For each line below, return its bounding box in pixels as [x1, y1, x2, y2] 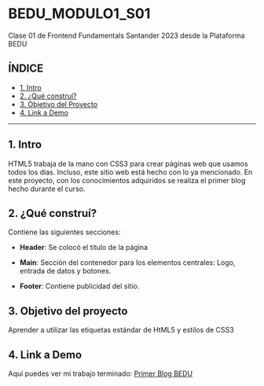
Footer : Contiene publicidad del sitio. [19, 281, 140, 291]
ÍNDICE [8, 62, 44, 75]
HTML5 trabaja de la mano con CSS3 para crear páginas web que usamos [8, 159, 249, 168]
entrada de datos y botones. [19, 267, 112, 276]
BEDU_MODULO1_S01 [8, 5, 151, 23]
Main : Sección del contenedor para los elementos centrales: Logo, [19, 258, 236, 267]
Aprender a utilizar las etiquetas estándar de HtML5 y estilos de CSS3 [8, 325, 234, 335]
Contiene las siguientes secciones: [8, 227, 121, 237]
